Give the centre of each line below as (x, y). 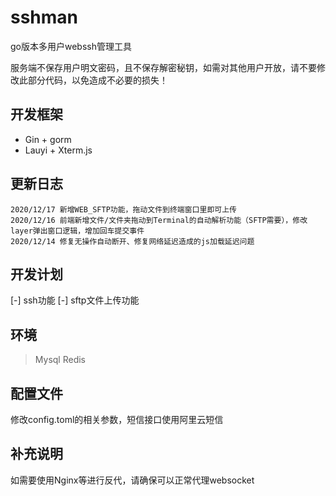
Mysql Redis (60, 360)
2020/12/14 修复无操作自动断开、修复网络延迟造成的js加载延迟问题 (132, 241)
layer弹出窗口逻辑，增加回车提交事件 (77, 231)
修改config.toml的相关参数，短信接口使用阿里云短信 (117, 419)
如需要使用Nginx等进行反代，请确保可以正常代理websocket (132, 480)
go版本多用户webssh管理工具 (71, 46)
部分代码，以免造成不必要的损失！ (97, 80)
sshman (44, 17)
